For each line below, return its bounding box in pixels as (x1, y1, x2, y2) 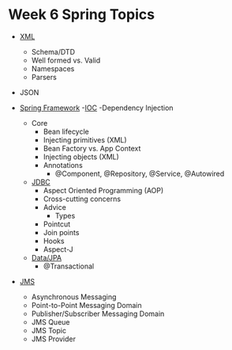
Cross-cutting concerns (43, 194, 121, 204)
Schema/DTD (31, 47, 76, 56)
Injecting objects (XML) (43, 152, 120, 162)
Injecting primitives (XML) (43, 135, 128, 144)
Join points (43, 227, 80, 237)
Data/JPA (31, 253, 62, 262)
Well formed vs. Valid (31, 55, 101, 65)
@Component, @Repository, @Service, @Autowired (54, 169, 225, 178)
